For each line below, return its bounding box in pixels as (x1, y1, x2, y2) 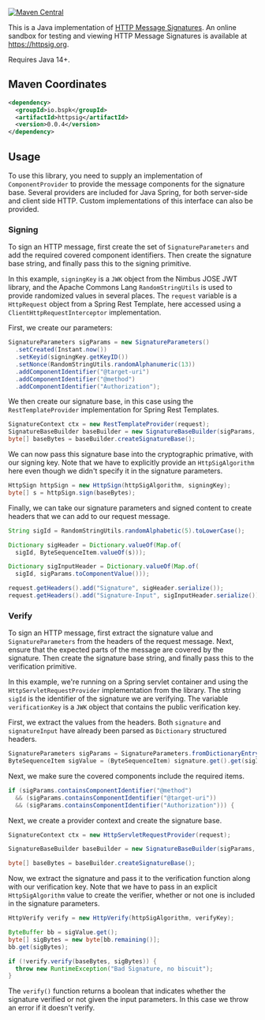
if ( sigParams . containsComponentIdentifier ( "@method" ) (8, 786, 192, 794)
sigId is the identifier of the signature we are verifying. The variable (8, 694, 229, 703)
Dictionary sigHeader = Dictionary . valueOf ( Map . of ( (8, 541, 181, 549)
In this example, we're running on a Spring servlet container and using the (8, 677, 248, 687)
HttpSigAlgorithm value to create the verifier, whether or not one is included (8, 890, 256, 900)
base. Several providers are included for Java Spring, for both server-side (8, 188, 248, 197)
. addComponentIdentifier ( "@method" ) (15, 375, 136, 383)
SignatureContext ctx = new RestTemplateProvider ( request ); (8, 420, 211, 428)
